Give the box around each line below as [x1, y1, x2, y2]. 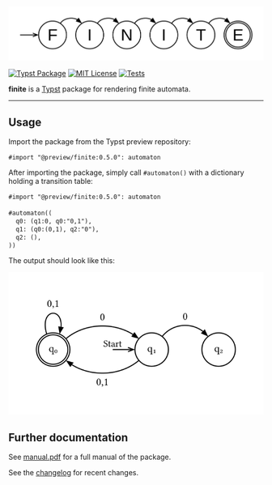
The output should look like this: [8, 256, 115, 266]
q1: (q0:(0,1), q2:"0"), [15, 225, 100, 234]
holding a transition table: [8, 177, 93, 186]
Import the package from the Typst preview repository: [8, 137, 192, 147]
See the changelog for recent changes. [8, 468, 139, 478]
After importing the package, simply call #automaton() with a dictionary [8, 168, 244, 177]
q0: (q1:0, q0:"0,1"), [15, 217, 92, 226]
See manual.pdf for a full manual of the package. [8, 452, 172, 462]
